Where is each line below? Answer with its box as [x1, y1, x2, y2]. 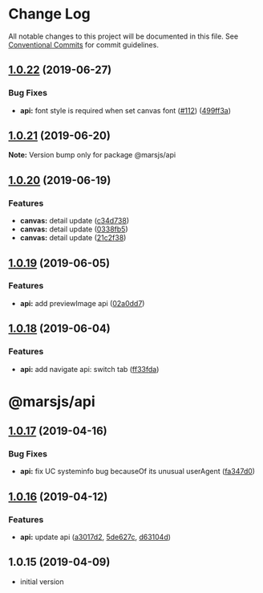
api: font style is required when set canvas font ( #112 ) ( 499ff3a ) [19, 105, 231, 115]
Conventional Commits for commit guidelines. [8, 39, 159, 49]
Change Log [8, 5, 91, 23]
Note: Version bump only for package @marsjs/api [8, 150, 176, 160]
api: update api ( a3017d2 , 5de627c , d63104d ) [19, 532, 171, 542]
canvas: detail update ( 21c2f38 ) [19, 233, 127, 243]
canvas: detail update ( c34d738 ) [19, 216, 130, 226]
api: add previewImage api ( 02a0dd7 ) [19, 298, 145, 308]
